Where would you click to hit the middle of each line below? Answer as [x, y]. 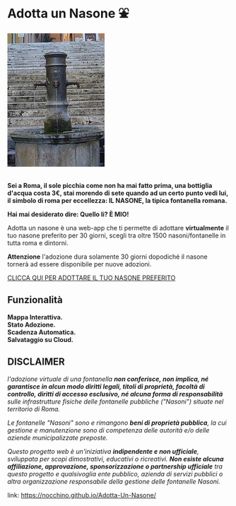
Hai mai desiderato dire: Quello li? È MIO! [68, 214]
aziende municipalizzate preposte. [58, 437]
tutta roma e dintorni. [38, 242]
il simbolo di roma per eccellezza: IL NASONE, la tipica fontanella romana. [117, 200]
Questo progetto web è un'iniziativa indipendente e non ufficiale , [103, 451]
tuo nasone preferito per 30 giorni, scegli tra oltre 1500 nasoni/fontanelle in [117, 235]
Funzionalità [35, 300]
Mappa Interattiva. [35, 317]
